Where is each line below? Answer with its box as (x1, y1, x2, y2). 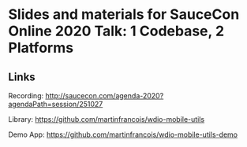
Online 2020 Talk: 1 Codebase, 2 (8, 22, 225, 40)
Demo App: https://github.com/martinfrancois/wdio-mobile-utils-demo (8, 130, 238, 139)
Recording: (8, 91, 44, 100)
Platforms (8, 39, 73, 57)
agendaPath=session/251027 (8, 100, 103, 108)
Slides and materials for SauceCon (8, 6, 240, 24)
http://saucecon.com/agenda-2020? (45, 91, 164, 100)
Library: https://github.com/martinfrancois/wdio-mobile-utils (8, 115, 205, 123)
